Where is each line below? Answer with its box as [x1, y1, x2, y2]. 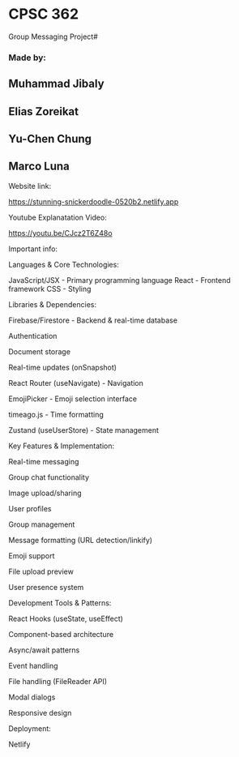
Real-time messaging [8, 456, 79, 466]
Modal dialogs [8, 692, 56, 702]
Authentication [8, 331, 58, 340]
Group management [8, 520, 75, 529]
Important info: [8, 244, 58, 254]
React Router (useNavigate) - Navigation [8, 378, 144, 387]
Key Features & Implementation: [8, 441, 115, 451]
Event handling [8, 661, 58, 670]
